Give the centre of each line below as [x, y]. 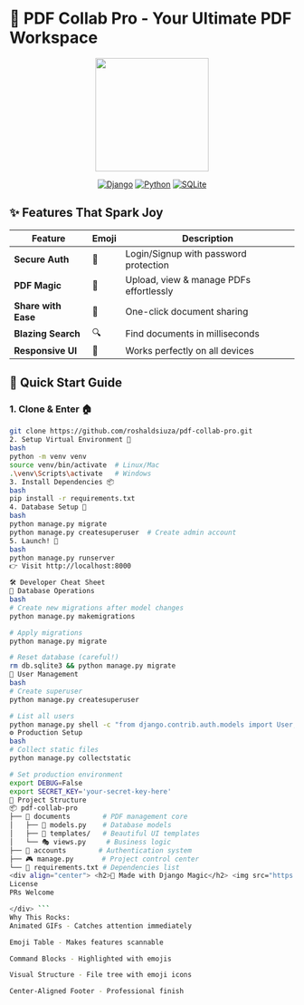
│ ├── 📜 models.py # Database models [90, 825]
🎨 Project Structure [48, 800]
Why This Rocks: [40, 917]
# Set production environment [66, 775]
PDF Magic [38, 285]
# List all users [42, 716]
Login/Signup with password [186, 253]
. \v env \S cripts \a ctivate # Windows [81, 473]
